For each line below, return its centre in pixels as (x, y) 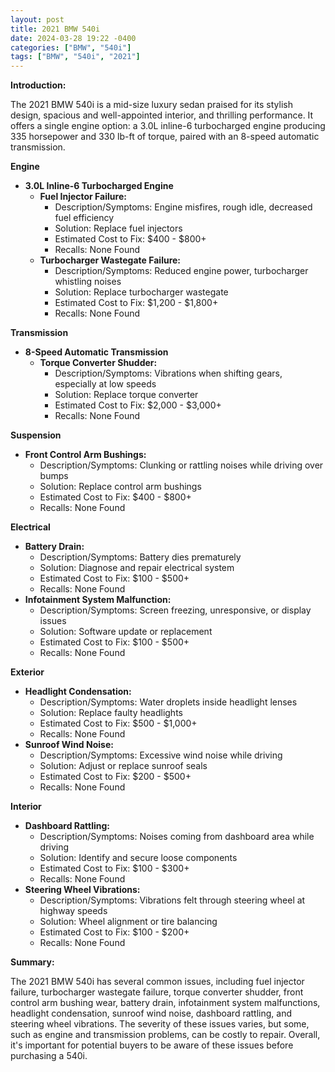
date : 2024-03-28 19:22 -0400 (73, 38)
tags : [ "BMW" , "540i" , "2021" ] (75, 57)
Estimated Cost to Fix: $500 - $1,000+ (118, 723)
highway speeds (73, 911)
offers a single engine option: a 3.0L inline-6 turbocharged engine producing (168, 126)
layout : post (37, 19)
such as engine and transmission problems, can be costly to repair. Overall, (165, 1035)
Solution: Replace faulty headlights (111, 713)
